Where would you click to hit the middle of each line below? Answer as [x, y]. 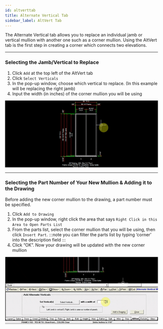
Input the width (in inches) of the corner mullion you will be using [77, 94]
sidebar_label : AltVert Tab [33, 20]
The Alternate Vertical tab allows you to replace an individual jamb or [74, 35]
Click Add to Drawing [33, 214]
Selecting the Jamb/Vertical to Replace [52, 62]
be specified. [18, 205]
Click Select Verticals [35, 78]
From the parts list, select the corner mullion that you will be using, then [84, 229]
